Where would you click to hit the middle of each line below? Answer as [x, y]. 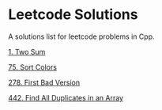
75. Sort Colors [33, 67]
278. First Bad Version [44, 82]
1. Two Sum [27, 51]
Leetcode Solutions [73, 15]
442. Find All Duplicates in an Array [66, 97]
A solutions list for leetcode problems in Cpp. [82, 36]
